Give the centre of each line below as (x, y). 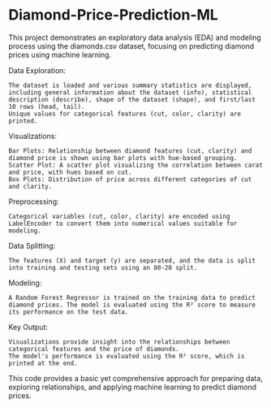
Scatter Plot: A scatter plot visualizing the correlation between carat (136, 165)
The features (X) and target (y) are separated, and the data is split (132, 260)
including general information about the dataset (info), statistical (130, 92)
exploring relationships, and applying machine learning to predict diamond (133, 387)
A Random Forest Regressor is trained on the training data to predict (132, 297)
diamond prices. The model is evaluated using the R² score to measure (132, 305)
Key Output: (28, 327)
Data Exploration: (37, 70)
